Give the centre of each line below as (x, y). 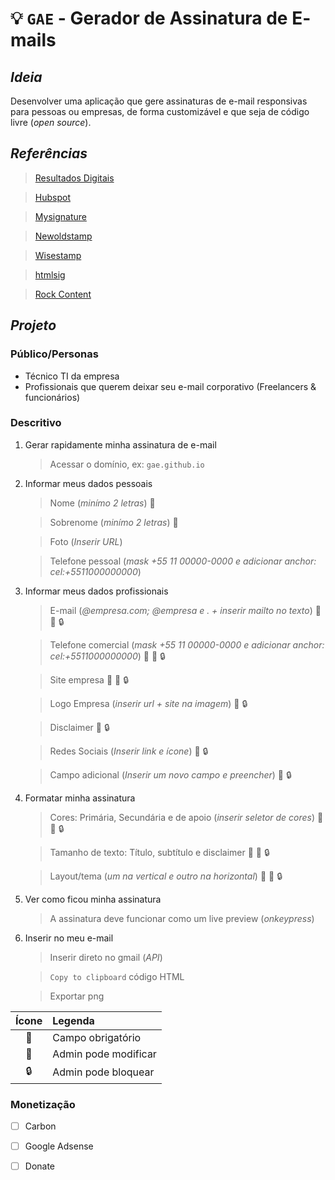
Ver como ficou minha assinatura (93, 899)
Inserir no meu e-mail (69, 938)
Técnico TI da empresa (72, 376)
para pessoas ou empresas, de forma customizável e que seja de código (160, 111)
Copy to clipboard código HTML (117, 976)
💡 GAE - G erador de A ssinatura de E (156, 18)
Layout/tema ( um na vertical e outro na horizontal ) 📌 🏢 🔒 (166, 876)
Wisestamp (58, 255)
